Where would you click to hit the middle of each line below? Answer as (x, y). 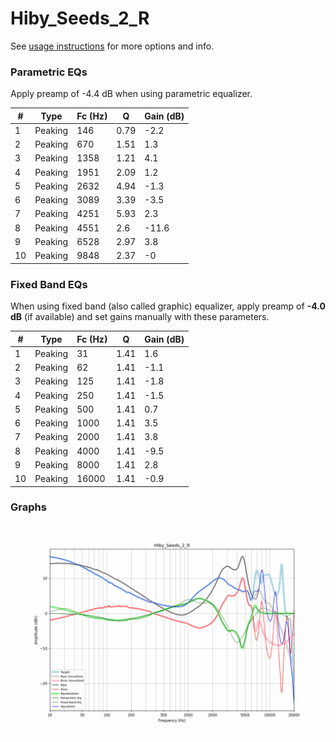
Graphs (28, 507)
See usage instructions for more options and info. (112, 46)
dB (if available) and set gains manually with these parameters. (140, 317)
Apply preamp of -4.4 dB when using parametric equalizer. (131, 94)
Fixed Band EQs (49, 284)
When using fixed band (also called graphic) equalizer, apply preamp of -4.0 (168, 306)
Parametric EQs (49, 72)
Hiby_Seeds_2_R (80, 18)
